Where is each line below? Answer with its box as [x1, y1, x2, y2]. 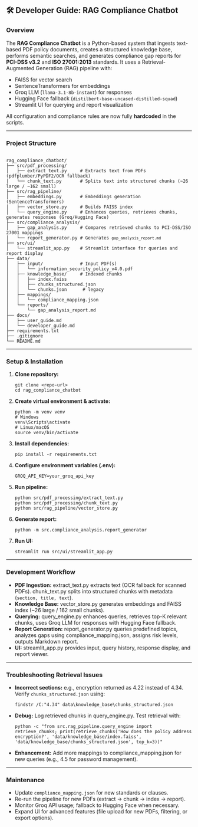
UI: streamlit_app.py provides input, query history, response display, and [14, 644, 191, 651]
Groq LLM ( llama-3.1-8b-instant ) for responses [14, 88, 133, 96]
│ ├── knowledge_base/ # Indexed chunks [6, 271, 123, 277]
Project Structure [6, 139, 57, 147]
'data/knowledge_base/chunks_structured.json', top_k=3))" [14, 739, 163, 745]
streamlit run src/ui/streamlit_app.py [14, 549, 113, 555]
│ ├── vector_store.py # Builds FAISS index [6, 204, 133, 210]
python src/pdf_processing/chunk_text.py [14, 500, 118, 506]
